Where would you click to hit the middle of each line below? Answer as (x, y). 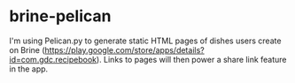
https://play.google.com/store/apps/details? (125, 49)
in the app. (29, 69)
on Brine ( (27, 49)
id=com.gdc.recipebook (53, 59)
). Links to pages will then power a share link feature (191, 59)
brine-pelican (60, 16)
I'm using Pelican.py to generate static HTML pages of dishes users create (145, 41)
